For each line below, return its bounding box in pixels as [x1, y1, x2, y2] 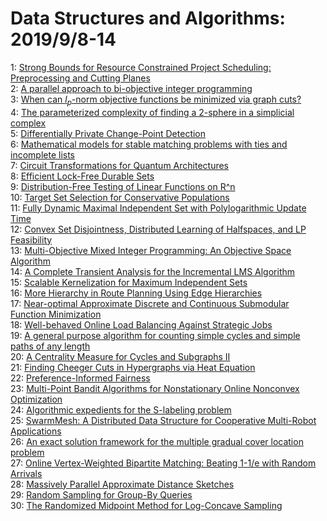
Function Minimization [10, 308, 102, 320]
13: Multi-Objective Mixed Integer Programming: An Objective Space [10, 244, 292, 256]
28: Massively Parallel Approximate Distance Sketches [10, 478, 235, 490]
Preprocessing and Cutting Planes [10, 72, 151, 84]
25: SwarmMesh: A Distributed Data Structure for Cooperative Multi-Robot [10, 414, 317, 426]
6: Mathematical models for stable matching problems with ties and [10, 138, 288, 150]
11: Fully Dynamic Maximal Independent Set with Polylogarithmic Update [10, 202, 307, 214]
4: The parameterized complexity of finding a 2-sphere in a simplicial [10, 106, 295, 118]
